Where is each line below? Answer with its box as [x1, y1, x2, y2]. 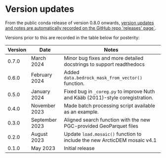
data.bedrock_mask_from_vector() [64, 75, 142, 80]
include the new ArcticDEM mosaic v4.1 [64, 137, 157, 144]
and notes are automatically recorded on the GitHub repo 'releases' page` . [5, 25, 157, 31]
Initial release [64, 145, 95, 152]
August [31, 130, 48, 137]
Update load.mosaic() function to [64, 130, 142, 137]
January [31, 88, 50, 95]
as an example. [64, 108, 99, 115]
